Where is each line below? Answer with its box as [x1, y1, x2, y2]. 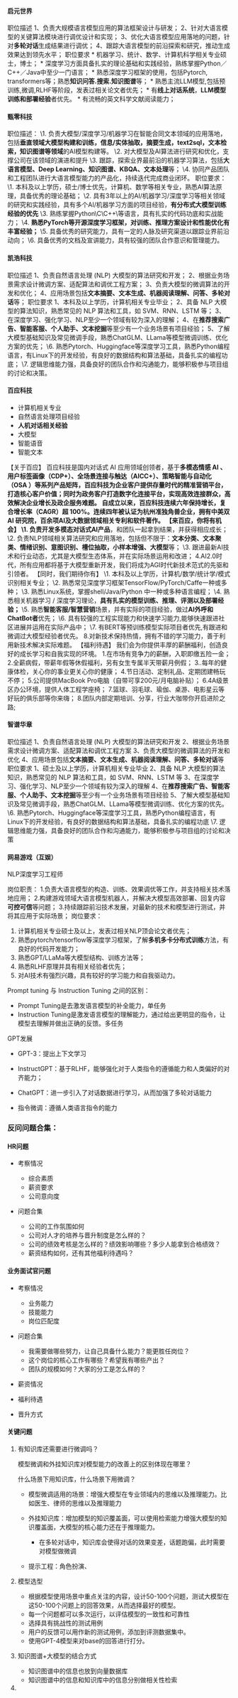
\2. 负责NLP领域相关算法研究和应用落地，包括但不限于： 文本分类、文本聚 [7, 534, 222, 542]
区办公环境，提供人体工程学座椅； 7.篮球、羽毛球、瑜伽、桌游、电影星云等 [7, 684, 225, 693]
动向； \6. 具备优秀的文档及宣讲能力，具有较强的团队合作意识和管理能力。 [7, 236, 224, 245]
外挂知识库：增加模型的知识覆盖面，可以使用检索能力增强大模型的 [28, 1514, 221, 1522]
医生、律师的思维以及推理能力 [34, 1498, 122, 1507]
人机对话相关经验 [17, 421, 68, 429]
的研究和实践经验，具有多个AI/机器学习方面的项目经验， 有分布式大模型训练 [7, 200, 227, 209]
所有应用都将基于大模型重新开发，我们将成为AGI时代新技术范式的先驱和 [19, 560, 229, 569]
